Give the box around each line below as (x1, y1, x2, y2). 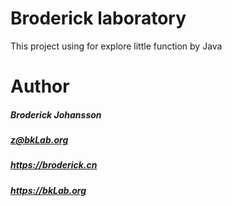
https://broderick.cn (10, 159, 98, 171)
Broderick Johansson (10, 108, 102, 121)
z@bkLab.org (10, 134, 69, 146)
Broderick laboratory (10, 7, 187, 30)
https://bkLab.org (10, 184, 87, 196)
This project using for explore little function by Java (10, 40, 223, 52)
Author (10, 75, 70, 98)
